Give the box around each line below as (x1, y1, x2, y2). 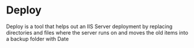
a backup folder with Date (6, 35, 69, 42)
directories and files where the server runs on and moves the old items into (6, 29, 189, 36)
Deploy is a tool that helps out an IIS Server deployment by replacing (6, 23, 173, 30)
